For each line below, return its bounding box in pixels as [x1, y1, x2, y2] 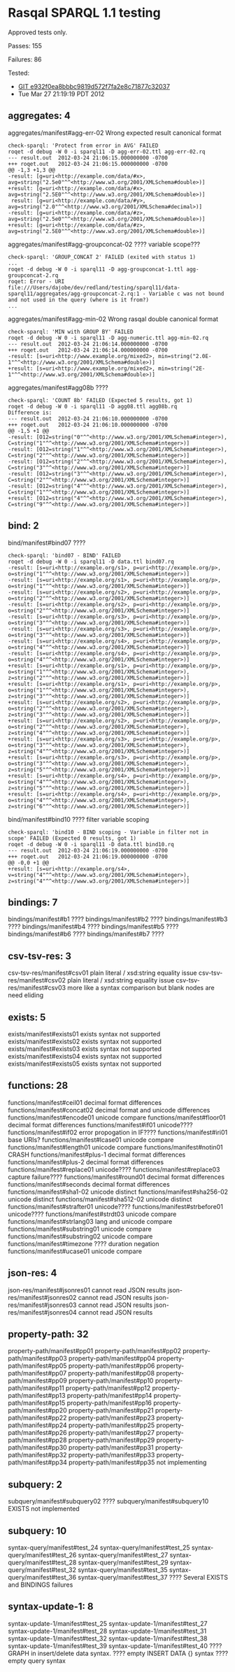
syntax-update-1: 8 [8, 1601, 94, 1613]
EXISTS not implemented [8, 1505, 80, 1513]
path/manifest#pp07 [8, 1369, 67, 1378]
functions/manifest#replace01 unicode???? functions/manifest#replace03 [8, 1165, 220, 1173]
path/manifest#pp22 [8, 1414, 67, 1422]
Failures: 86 [8, 55, 42, 64]
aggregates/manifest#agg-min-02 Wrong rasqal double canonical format [8, 315, 219, 323]
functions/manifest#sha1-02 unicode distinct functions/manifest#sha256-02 [8, 1187, 229, 1196]
